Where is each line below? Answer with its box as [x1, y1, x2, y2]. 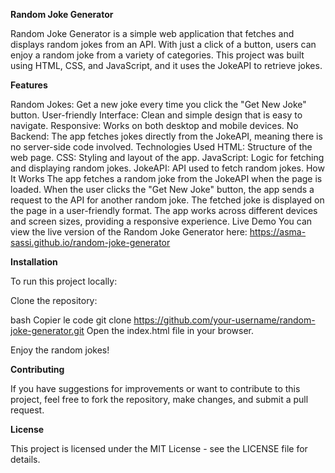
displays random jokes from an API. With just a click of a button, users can [10, 39, 317, 50]
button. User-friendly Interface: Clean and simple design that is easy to [10, 109, 303, 121]
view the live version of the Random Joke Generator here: [10, 226, 248, 238]
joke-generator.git [10, 325, 85, 336]
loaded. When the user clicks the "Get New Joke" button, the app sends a [10, 184, 315, 195]
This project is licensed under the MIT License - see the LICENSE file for [10, 443, 308, 454]
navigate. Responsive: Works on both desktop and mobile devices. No [10, 120, 299, 131]
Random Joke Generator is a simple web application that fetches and [10, 28, 295, 39]
